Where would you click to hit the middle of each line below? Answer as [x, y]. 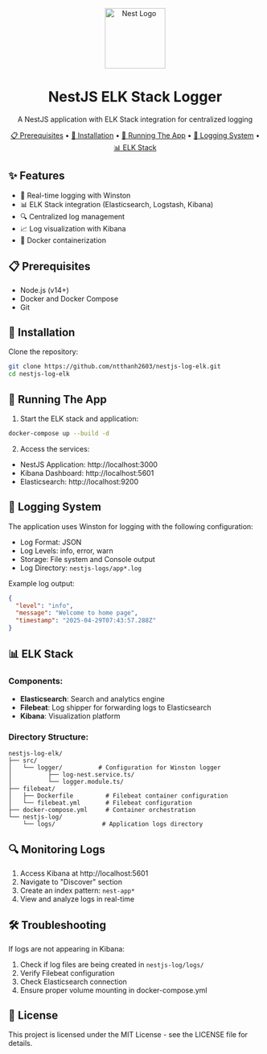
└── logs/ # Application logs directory [113, 824]
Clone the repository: [43, 352]
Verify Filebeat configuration [67, 973]
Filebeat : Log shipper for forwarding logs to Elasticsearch [115, 707]
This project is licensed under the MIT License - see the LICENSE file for [128, 1035]
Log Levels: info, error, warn [67, 550]
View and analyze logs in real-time [77, 898]
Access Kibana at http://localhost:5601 [84, 873]
